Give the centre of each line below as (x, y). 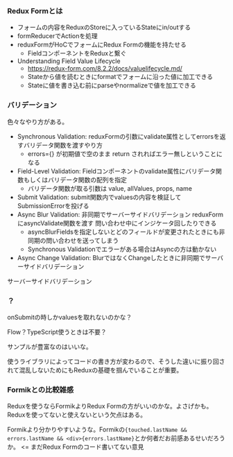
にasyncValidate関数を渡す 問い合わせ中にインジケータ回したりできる (117, 223)
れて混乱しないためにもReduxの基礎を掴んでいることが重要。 (95, 370)
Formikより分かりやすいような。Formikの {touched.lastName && (97, 430)
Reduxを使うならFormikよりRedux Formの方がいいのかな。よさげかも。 (110, 406)
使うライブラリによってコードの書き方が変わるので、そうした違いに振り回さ (116, 361)
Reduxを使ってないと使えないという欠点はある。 (77, 415)
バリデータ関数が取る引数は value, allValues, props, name (110, 188)
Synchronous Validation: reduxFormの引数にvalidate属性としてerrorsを (118, 136)
